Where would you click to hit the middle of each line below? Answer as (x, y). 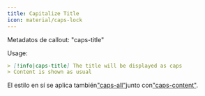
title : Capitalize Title (43, 13)
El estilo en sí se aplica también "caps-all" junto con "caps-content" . (103, 85)
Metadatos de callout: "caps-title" (56, 39)
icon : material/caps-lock (45, 20)
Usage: (17, 53)
